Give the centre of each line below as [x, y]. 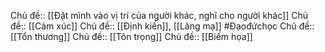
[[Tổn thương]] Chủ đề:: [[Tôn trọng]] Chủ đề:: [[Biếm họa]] [131, 36]
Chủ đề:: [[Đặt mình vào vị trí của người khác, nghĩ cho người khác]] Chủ [159, 15]
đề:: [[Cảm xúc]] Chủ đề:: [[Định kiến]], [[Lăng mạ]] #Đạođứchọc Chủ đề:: [162, 26]
